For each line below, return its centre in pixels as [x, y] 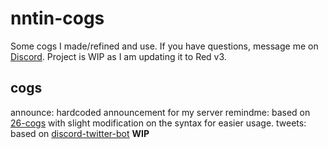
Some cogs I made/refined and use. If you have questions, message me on [164, 46]
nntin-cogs [57, 18]
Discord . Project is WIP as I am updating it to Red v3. [118, 56]
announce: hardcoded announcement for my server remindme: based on [160, 112]
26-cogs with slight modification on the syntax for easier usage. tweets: [158, 123]
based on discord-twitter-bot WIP [80, 133]
